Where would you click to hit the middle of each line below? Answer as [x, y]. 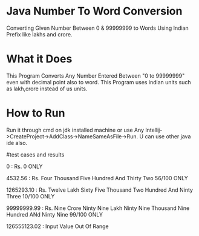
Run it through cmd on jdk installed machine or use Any [75, 130]
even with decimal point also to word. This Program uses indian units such [99, 82]
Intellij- [154, 130]
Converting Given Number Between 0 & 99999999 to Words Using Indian [97, 28]
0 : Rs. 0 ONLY [25, 166]
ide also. [17, 143]
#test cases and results [35, 154]
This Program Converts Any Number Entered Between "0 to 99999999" [96, 76]
